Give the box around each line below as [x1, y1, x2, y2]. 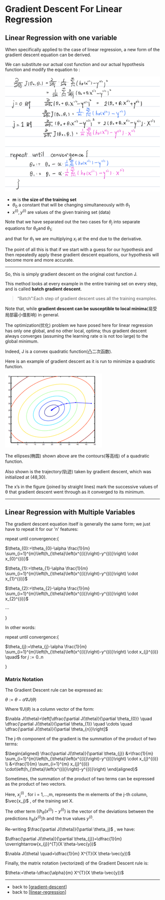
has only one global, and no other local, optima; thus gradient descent [5, 328, 147, 334]
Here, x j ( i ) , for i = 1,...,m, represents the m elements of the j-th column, [5, 791, 148, 798]
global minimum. [5, 339, 39, 345]
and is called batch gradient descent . [5, 286, 82, 292]
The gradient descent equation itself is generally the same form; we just [5, 521, 151, 527]
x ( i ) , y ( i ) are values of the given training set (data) [12, 208, 111, 215]
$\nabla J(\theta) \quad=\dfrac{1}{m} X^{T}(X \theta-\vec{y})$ [5, 850, 131, 856]
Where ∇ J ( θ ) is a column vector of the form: [5, 706, 94, 712]
